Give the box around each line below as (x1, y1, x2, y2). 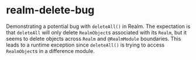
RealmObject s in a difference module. (6, 47, 95, 54)
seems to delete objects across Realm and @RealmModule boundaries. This (6, 35, 181, 42)
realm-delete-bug (6, 3, 95, 17)
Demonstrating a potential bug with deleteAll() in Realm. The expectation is (6, 23, 191, 30)
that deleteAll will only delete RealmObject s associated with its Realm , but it (6, 29, 187, 36)
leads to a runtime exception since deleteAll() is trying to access (6, 41, 165, 48)
